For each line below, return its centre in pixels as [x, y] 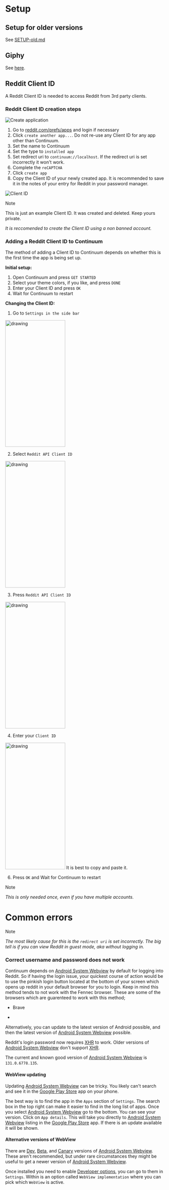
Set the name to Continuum [41, 146]
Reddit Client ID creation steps [43, 109]
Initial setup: [19, 268]
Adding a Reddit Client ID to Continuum [54, 241]
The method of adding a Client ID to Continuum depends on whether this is [83, 252]
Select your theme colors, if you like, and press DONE [67, 283]
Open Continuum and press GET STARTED [54, 277]
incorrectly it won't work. [38, 162]
